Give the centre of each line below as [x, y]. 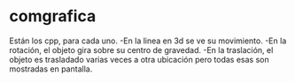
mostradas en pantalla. [51, 69]
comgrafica [53, 16]
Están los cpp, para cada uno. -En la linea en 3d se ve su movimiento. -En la [148, 41]
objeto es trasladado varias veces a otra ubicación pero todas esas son [139, 59]
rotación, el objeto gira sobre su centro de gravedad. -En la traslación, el [141, 49]
